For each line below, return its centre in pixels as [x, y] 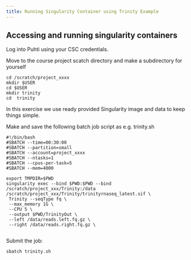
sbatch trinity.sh [29, 252]
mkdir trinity [24, 93]
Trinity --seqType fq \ [38, 199]
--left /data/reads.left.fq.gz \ [50, 220]
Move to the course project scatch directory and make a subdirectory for [94, 61]
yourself [16, 67]
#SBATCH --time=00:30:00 [36, 143]
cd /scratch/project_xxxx [38, 78]
